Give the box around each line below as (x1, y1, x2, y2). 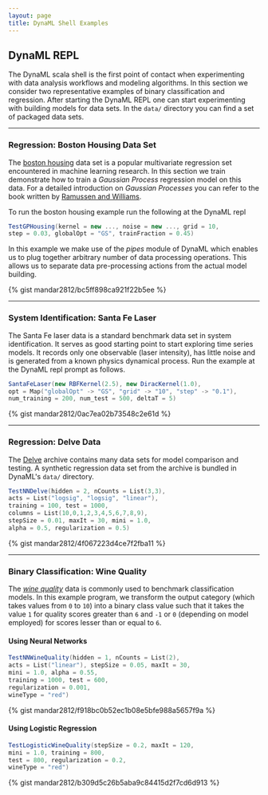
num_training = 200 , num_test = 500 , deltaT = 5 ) (8, 395, 177, 403)
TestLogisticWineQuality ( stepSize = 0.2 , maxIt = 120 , (8, 741, 195, 750)
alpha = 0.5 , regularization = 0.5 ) (8, 524, 130, 532)
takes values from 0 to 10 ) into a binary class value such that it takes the (8, 601, 245, 611)
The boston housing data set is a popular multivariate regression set (8, 157, 232, 167)
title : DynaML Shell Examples (8, 19, 109, 27)
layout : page (8, 11, 52, 20)
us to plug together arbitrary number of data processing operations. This (8, 253, 247, 262)
